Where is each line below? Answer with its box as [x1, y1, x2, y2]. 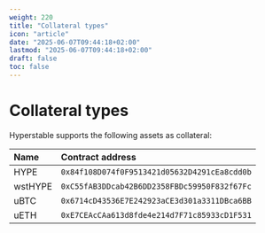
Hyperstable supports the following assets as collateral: [9, 129, 213, 140]
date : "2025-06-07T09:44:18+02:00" [9, 37, 141, 47]
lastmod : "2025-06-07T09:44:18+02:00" [9, 46, 152, 55]
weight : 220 [9, 12, 53, 22]
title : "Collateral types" [9, 21, 109, 30]
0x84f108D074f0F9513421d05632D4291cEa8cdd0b [60, 167, 253, 177]
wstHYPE [13, 180, 53, 192]
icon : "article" [9, 29, 69, 38]
